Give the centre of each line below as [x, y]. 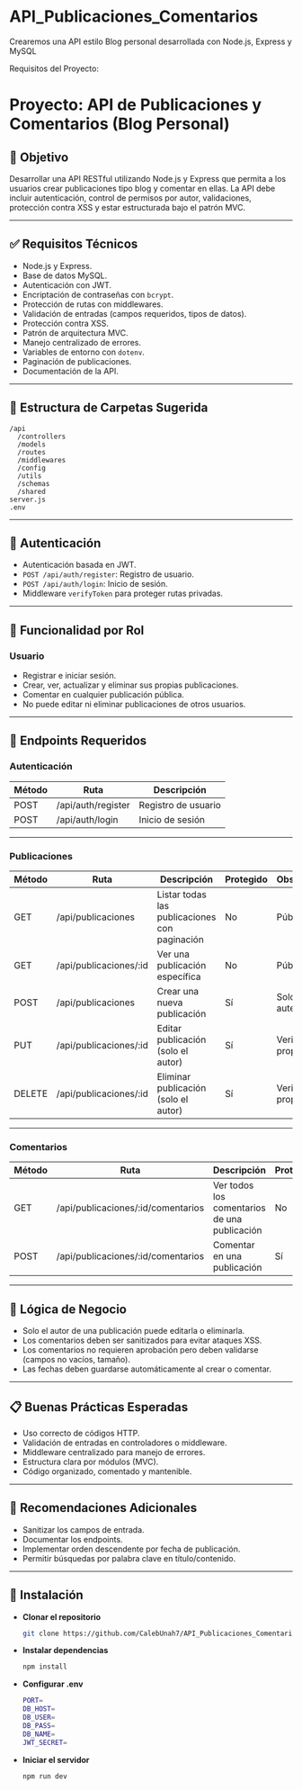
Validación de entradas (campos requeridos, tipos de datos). [134, 313]
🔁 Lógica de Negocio [68, 1309]
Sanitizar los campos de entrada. [84, 1529]
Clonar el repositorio [62, 1616]
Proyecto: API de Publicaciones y [136, 105]
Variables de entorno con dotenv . [84, 352]
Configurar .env [53, 1684]
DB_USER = [39, 1718]
